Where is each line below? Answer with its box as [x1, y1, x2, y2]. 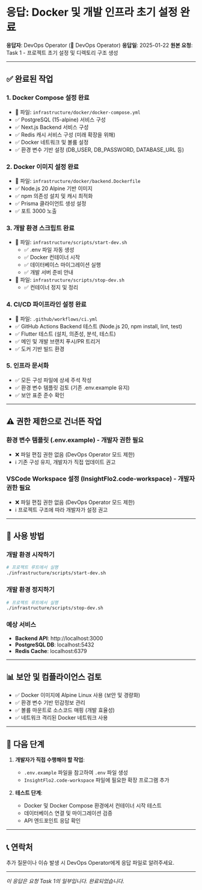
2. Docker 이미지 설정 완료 [6, 162, 79, 171]
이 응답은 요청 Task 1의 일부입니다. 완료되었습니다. [6, 877, 124, 885]
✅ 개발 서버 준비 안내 [23, 269, 74, 276]
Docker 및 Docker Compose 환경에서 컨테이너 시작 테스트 [23, 802, 162, 809]
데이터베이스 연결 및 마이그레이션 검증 [23, 809, 113, 817]
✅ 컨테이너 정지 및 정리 [23, 284, 79, 291]
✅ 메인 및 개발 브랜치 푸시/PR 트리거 [14, 337, 100, 345]
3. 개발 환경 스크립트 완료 [6, 224, 75, 232]
